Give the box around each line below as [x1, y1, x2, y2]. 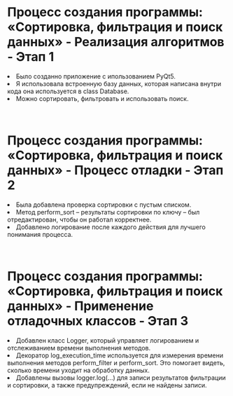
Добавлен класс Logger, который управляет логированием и [16, 336, 199, 344]
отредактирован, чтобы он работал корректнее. [7, 215, 152, 224]
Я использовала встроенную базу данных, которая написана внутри [16, 79, 222, 88]
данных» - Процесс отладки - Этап [7, 163, 224, 179]
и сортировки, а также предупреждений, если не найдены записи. [7, 381, 208, 389]
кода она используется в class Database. [7, 87, 129, 95]
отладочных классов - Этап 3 [7, 313, 189, 329]
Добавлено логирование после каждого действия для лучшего [16, 222, 206, 231]
